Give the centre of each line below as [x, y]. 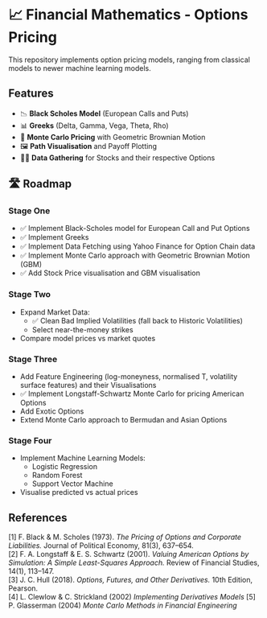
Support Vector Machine [73, 484]
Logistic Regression [65, 467]
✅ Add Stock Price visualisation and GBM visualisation [110, 273]
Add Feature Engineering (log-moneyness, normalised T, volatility [129, 377]
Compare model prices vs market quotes [88, 338]
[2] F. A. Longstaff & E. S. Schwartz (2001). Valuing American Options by [129, 554]
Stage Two [29, 295]
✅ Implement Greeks [54, 237]
